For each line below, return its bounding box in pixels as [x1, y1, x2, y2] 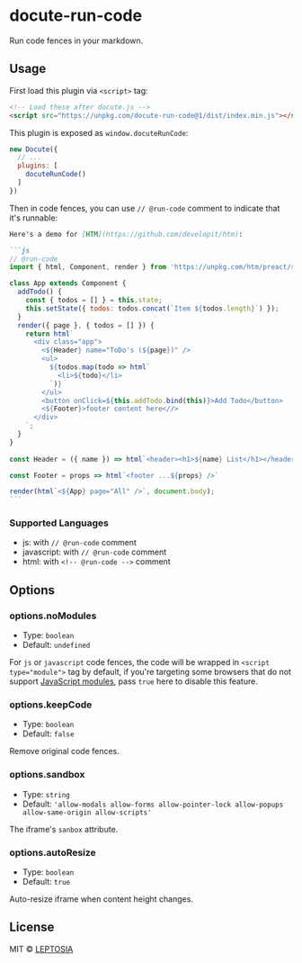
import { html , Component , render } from [9, 263, 167, 272]
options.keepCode [9, 698, 93, 711]
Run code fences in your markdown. [9, 35, 144, 46]
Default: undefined [22, 640, 91, 651]
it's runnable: [9, 212, 58, 223]
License [9, 920, 55, 935]
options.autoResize [9, 846, 96, 859]
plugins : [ [17, 161, 58, 171]
